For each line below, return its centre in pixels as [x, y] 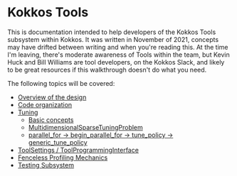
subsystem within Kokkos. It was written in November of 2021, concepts [113, 39]
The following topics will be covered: [61, 83]
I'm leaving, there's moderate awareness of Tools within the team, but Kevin [118, 55]
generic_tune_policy [58, 142]
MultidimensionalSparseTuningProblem [86, 127]
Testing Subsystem [46, 165]
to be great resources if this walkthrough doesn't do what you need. [107, 70]
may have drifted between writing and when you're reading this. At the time [118, 47]
